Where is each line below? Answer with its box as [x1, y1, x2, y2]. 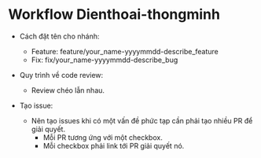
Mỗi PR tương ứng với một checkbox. [42, 132, 163, 142]
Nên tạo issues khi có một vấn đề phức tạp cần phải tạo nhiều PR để [31, 116, 253, 125]
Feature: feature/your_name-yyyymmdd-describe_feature [31, 46, 219, 56]
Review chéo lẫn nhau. [31, 85, 105, 95]
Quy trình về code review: [19, 70, 104, 79]
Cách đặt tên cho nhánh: [19, 31, 100, 41]
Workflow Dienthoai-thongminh [8, 6, 220, 24]
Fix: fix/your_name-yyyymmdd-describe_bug [31, 55, 178, 64]
